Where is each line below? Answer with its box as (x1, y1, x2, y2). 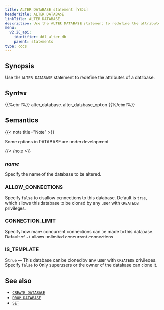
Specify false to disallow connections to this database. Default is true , (5, 194, 147, 201)
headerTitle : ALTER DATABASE (5, 12, 64, 17)
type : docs (5, 44, 27, 48)
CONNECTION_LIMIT (5, 217, 56, 224)
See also (5, 276, 32, 285)
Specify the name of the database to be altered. (5, 171, 102, 177)
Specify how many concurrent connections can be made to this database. (5, 228, 154, 234)
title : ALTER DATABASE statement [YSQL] (5, 7, 89, 12)
